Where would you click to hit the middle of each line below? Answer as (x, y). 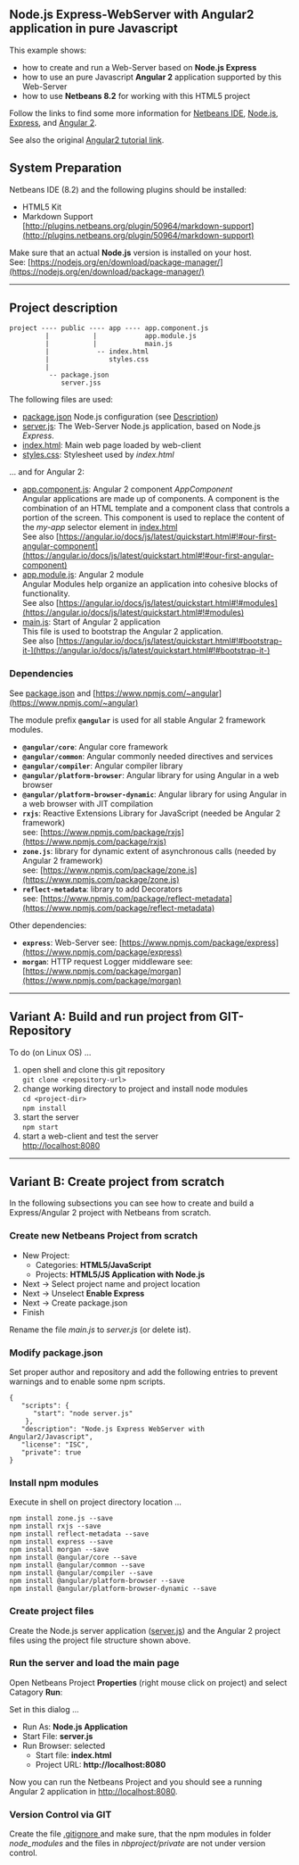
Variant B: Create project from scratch (117, 1181)
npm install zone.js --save (61, 1519)
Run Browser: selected (64, 1745)
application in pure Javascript (93, 29)
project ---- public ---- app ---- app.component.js (109, 328)
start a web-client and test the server (90, 1136)
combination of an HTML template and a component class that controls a (156, 509)
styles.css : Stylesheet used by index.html (98, 455)
